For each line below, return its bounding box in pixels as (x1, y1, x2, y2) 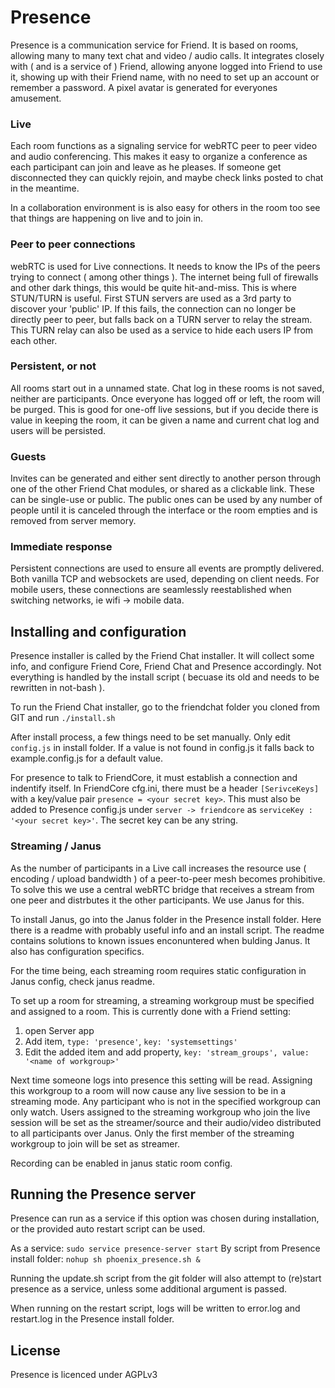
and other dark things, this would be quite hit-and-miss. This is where (10, 281, 297, 293)
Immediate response (10, 540, 113, 554)
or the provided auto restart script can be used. (10, 1223, 206, 1235)
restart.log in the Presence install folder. (10, 1313, 175, 1325)
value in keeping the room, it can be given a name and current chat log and (10, 414, 320, 426)
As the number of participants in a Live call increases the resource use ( (10, 862, 307, 874)
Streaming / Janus (10, 839, 102, 853)
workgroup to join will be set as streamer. (10, 1137, 180, 1150)
